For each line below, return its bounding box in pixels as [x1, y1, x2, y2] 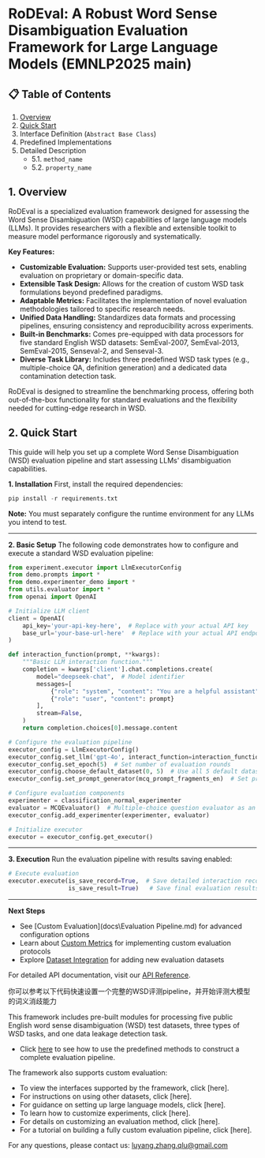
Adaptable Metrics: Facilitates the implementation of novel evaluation [19, 295, 247, 305]
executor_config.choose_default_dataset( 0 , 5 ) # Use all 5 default [8, 767, 238, 776]
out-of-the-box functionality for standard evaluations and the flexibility [8, 395, 238, 404]
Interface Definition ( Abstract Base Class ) [19, 129, 157, 138]
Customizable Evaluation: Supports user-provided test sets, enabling [19, 262, 247, 272]
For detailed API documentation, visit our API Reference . [8, 970, 191, 980]
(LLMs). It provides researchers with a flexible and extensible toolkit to [8, 223, 237, 233]
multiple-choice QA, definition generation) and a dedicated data [19, 362, 227, 372]
